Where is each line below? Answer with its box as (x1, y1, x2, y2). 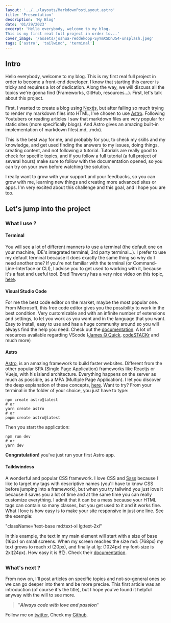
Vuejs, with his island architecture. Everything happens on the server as (5, 371, 157, 377)
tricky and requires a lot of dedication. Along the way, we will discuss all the (5, 84, 165, 90)
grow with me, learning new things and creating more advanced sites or (5, 179, 157, 185)
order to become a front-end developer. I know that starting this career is (5, 79, 159, 85)
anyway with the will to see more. (5, 592, 76, 598)
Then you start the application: (5, 424, 70, 430)
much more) (5, 338, 31, 344)
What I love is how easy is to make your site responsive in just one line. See (5, 508, 164, 514)
